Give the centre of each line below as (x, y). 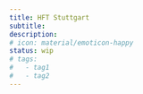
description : (34, 34)
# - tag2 (29, 76)
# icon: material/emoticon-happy (71, 43)
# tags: (24, 59)
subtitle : (28, 26)
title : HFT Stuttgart (50, 17)
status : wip (31, 51)
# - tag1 (29, 68)
